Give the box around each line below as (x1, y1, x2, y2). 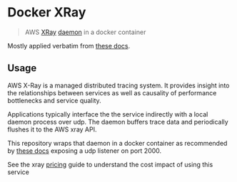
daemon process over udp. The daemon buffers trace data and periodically (7, 117, 228, 126)
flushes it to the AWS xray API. (7, 125, 97, 134)
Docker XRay (7, 4, 86, 21)
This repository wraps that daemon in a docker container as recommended (7, 139, 228, 147)
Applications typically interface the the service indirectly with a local (7, 109, 208, 118)
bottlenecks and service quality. (7, 96, 101, 105)
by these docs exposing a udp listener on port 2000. (7, 146, 162, 155)
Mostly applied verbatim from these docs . (7, 41, 131, 50)
